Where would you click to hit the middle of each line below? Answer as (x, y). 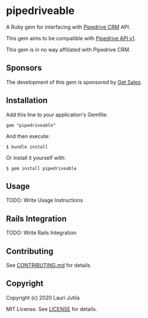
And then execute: (28, 136)
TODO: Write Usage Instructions (45, 201)
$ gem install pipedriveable (41, 168)
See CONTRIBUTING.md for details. (49, 265)
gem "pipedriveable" (31, 125)
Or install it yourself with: (36, 158)
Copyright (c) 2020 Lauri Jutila (43, 298)
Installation (27, 101)
